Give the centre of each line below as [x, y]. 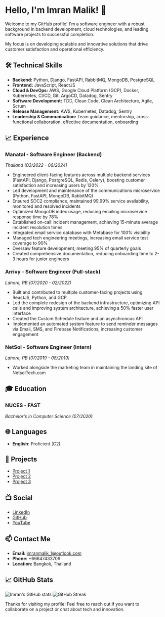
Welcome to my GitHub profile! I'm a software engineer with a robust [75, 24]
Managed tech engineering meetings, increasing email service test [80, 238]
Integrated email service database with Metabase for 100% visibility [81, 233]
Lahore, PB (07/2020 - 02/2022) [38, 283]
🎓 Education [26, 389]
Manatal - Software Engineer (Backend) [54, 154]
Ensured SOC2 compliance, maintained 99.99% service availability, [81, 201]
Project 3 [21, 481]
